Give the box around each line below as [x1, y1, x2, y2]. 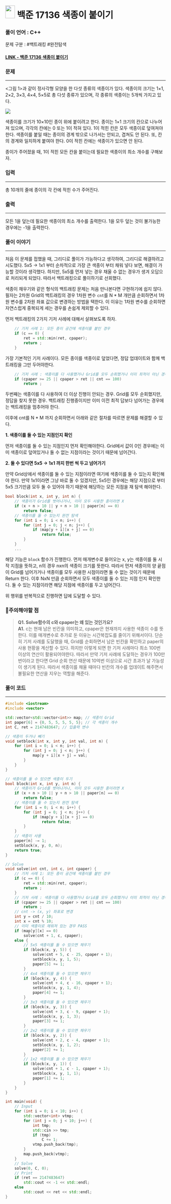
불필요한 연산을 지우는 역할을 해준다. [17, 671, 90, 677]
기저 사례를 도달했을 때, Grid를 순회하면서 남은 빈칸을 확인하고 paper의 [23, 638, 164, 644]
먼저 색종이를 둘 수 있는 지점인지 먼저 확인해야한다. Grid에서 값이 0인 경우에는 [5, 443, 159, 449]
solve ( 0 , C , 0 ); [14, 1166, 49, 1171]
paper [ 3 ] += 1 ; [32, 1018, 65, 1024]
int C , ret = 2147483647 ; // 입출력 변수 [5, 724, 89, 730]
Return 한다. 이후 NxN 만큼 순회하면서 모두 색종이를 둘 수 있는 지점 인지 [5, 575, 148, 582]
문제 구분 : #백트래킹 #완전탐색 [5, 41, 67, 48]
